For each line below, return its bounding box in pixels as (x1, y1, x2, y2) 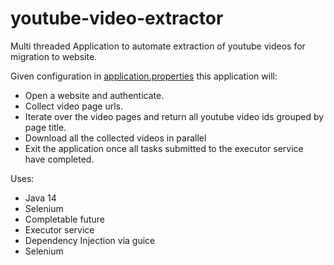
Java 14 (24, 192, 57, 204)
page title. (24, 121, 67, 133)
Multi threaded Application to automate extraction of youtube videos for (10, 40, 306, 52)
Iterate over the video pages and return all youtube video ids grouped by (24, 110, 325, 122)
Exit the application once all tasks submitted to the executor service (24, 142, 304, 154)
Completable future (24, 213, 105, 225)
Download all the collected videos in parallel (24, 132, 207, 144)
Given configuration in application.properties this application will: (10, 70, 278, 82)
